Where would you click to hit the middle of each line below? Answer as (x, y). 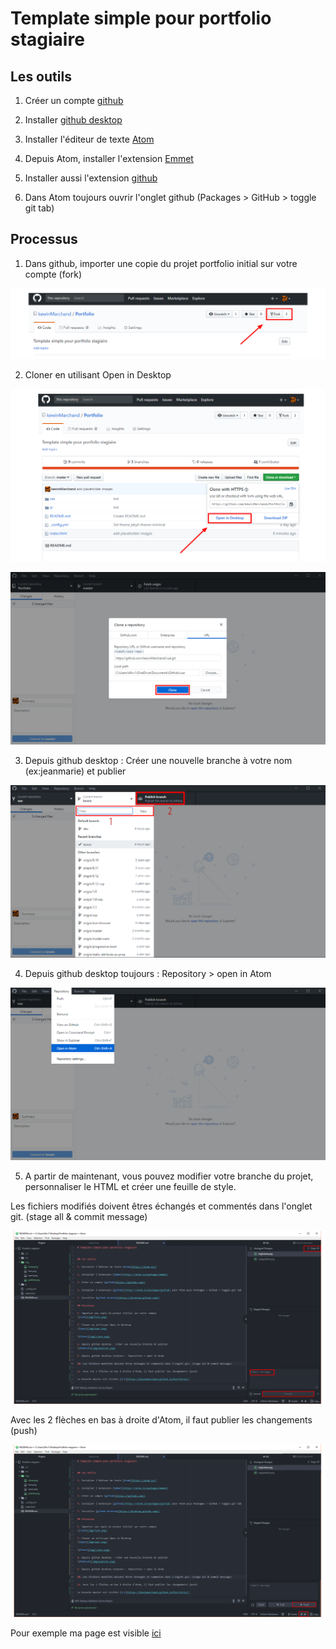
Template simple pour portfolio (141, 18)
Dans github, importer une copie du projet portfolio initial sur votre (161, 263)
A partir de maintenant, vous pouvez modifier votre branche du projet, (169, 1176)
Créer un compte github (74, 100)
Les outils (41, 76)
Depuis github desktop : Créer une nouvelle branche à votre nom (158, 761)
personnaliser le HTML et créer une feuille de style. (130, 1187)
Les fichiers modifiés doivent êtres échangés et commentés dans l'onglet (161, 1206)
